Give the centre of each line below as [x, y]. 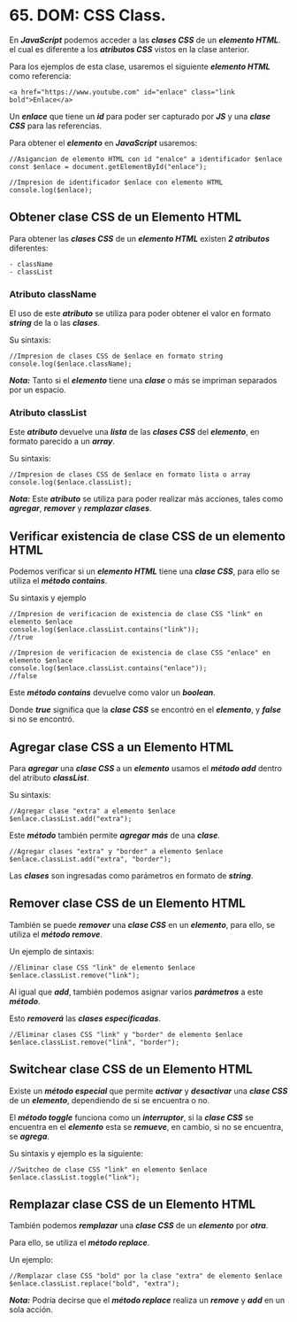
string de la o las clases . [54, 323]
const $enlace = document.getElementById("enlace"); [108, 166]
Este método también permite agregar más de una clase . [115, 835]
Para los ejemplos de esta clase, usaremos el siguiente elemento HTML [140, 66]
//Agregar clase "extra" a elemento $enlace [92, 811]
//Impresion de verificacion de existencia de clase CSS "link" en [136, 615]
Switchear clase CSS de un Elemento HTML [131, 1069]
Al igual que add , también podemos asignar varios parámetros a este [136, 992]
